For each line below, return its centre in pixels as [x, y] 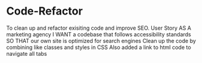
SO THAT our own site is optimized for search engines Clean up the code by [101, 41]
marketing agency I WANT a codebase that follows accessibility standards [99, 34]
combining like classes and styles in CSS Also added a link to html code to [99, 47]
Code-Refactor [44, 11]
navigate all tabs [27, 53]
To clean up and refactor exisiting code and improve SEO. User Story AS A [99, 28]
